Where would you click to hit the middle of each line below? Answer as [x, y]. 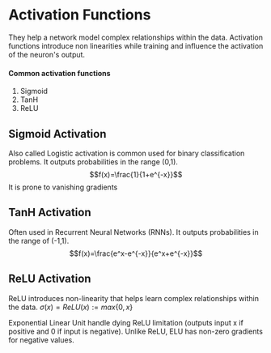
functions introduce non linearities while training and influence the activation [136, 45]
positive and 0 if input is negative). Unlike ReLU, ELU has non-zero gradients [135, 331]
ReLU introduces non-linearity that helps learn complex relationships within [133, 298]
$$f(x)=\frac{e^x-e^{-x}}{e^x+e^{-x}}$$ [136, 253]
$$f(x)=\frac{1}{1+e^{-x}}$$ [136, 174]
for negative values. [41, 340]
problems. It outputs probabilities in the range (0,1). [93, 162]
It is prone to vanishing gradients [63, 187]
